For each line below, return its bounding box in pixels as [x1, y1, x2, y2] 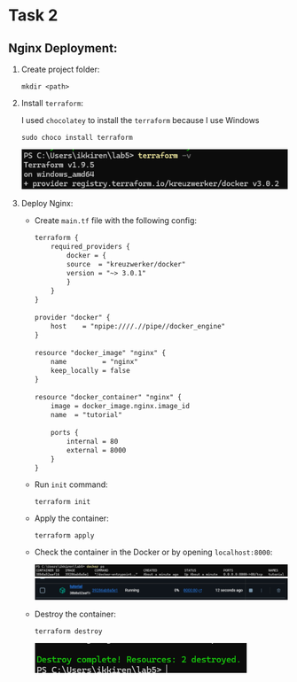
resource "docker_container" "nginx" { [34, 392, 183, 401]
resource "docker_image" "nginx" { [34, 348, 166, 357]
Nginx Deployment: [8, 41, 118, 56]
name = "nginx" [51, 357, 138, 366]
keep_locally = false [51, 366, 130, 375]
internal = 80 [66, 437, 119, 446]
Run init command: [34, 479, 108, 490]
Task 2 [8, 5, 59, 26]
